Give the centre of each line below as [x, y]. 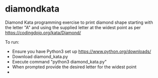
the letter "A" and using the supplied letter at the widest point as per [73, 27]
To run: [12, 42]
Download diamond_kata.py [40, 56]
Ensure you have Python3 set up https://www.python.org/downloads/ [82, 51]
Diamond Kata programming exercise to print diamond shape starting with [79, 22]
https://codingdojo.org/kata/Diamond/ [43, 32]
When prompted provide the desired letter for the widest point [74, 67]
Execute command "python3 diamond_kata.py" [59, 62]
